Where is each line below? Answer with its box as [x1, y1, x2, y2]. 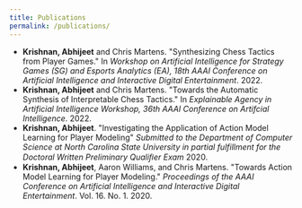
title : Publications [9, 13, 87, 22]
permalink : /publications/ [9, 22, 111, 30]
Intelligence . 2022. [22, 113, 92, 124]
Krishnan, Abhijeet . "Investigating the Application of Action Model [22, 122, 270, 133]
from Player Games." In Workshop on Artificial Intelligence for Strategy [22, 56, 285, 66]
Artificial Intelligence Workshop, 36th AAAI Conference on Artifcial [22, 103, 270, 114]
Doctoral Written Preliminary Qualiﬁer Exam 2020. [22, 152, 209, 162]
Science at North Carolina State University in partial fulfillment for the [22, 141, 281, 152]
